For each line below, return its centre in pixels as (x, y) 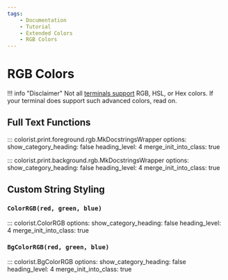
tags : (15, 14)
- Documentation (43, 20)
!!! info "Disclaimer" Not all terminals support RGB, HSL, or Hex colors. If (110, 93)
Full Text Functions (49, 123)
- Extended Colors (46, 33)
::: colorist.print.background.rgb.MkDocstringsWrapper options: (98, 160)
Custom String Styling (56, 190)
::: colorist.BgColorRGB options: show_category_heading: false (97, 261)
